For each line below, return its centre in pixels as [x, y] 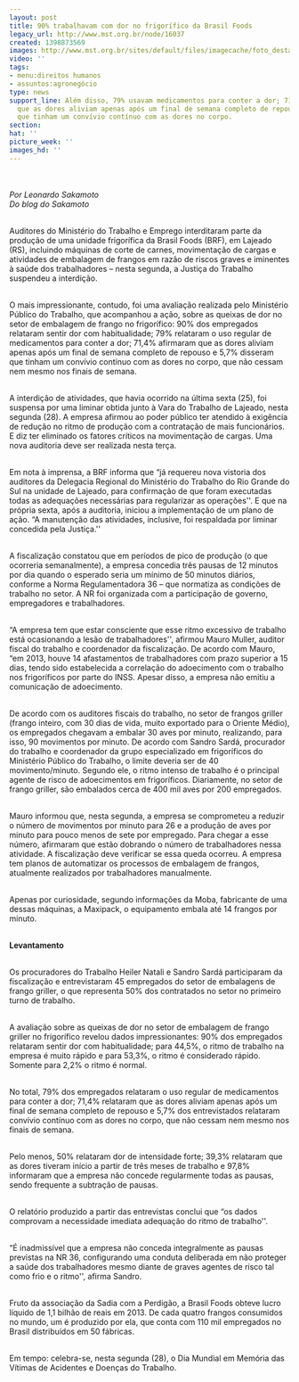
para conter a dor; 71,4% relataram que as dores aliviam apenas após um [143, 1101]
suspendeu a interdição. [53, 278]
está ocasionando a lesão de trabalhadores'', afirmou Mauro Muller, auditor [147, 639]
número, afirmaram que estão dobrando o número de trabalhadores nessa [145, 844]
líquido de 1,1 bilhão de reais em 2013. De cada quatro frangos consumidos [146, 1312]
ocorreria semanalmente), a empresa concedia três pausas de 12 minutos [144, 565]
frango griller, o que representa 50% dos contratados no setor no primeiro [145, 991]
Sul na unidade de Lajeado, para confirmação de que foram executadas [141, 490]
